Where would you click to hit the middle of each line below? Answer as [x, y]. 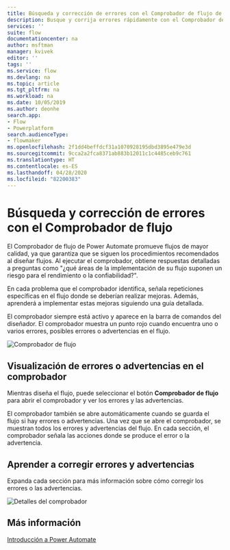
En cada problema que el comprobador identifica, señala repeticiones [105, 289]
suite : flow [24, 33]
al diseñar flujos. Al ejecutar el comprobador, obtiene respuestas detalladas [114, 261]
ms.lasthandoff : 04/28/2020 [47, 173]
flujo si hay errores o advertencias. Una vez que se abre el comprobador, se [114, 421]
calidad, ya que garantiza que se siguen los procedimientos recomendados [113, 253]
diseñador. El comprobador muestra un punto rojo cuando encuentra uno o [113, 324]
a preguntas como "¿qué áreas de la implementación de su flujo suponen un [115, 268]
